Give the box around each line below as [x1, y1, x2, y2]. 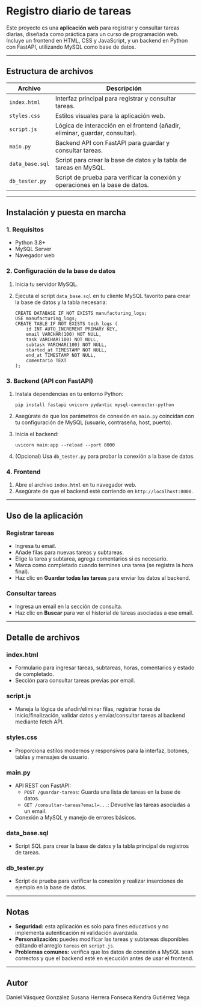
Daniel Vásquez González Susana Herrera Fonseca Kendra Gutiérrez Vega [6, 994, 190, 1001]
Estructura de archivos [6, 66, 94, 76]
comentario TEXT [26, 357, 67, 364]
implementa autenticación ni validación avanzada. [14, 929, 139, 937]
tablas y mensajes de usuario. [14, 753, 89, 761]
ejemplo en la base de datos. [14, 884, 87, 891]
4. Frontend [6, 467, 41, 476]
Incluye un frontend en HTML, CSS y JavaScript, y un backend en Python [6, 37, 188, 44]
